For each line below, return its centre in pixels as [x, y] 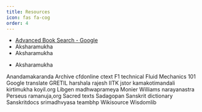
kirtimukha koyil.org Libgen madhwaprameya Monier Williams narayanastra [100, 90]
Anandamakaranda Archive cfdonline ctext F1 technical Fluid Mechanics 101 [101, 77]
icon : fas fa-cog [28, 18]
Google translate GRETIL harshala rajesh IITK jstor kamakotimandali [91, 83]
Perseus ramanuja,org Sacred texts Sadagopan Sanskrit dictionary [90, 96]
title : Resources [28, 12]
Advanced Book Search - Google [57, 41]
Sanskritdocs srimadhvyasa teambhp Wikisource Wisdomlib [82, 102]
